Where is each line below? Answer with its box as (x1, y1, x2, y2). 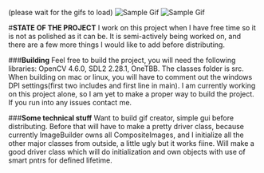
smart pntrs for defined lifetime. (8, 155, 113, 165)
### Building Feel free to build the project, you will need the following (8, 56, 236, 65)
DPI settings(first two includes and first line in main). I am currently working (8, 81, 256, 90)
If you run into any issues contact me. (8, 98, 132, 107)
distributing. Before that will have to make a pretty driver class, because (8, 122, 245, 131)
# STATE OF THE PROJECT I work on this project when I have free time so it (8, 23, 257, 32)
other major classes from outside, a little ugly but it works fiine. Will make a (8, 139, 255, 147)
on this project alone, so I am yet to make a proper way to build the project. (8, 89, 255, 99)
